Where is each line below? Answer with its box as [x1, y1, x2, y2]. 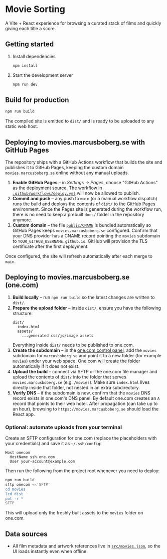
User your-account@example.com [10, 459, 75, 464]
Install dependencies [12, 53, 56, 59]
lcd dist [5, 491, 24, 496]
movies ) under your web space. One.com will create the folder [12, 358, 140, 364]
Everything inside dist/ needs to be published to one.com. [12, 342, 134, 348]
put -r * [5, 496, 24, 501]
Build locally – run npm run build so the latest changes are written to [12, 294, 155, 300]
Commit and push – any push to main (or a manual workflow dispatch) [12, 196, 157, 201]
